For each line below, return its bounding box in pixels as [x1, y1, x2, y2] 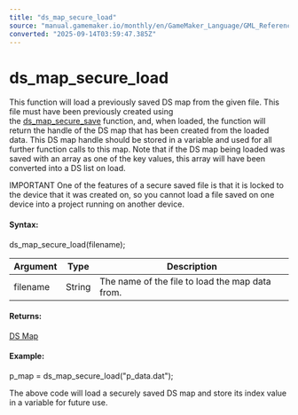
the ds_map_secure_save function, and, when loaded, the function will [9, 116, 266, 127]
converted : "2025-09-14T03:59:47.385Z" [9, 29, 157, 38]
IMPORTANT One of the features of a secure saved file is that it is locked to [9, 180, 284, 191]
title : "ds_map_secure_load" [9, 12, 117, 22]
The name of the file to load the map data [98, 275, 272, 287]
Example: [9, 351, 45, 362]
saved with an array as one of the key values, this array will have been [9, 153, 266, 164]
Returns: [9, 311, 43, 322]
